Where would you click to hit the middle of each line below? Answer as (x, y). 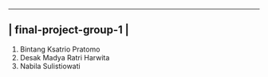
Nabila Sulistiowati (50, 66)
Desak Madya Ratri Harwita (65, 57)
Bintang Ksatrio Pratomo (60, 49)
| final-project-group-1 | (69, 30)
